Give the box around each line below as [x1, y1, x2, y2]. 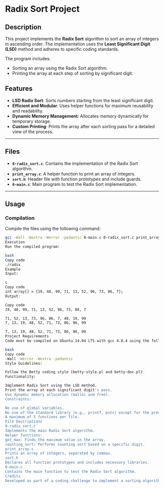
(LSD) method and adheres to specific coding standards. [5, 46, 120, 52]
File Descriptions [5, 419, 42, 424]
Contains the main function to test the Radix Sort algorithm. [5, 469, 137, 474]
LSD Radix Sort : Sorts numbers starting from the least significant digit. [12, 97, 154, 103]
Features [5, 85, 33, 93]
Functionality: [5, 374, 36, 379]
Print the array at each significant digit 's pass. [5, 388, 112, 393]
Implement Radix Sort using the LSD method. [5, 383, 97, 388]
